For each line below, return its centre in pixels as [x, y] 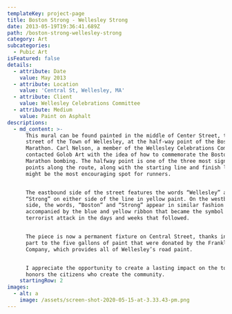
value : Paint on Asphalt [55, 116]
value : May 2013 [43, 78]
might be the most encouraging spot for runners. [98, 174]
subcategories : [29, 46]
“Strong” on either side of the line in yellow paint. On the [117, 199]
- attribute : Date [40, 71]
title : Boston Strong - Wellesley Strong [68, 20]
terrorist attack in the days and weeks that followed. [107, 218]
